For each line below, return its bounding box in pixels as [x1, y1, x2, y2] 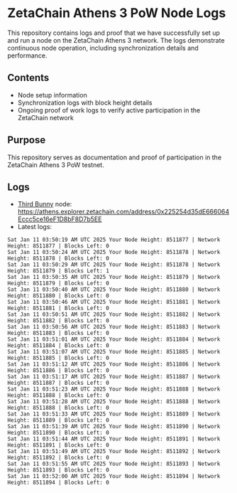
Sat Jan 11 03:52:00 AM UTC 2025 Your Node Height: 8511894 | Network [7, 473, 221, 480]
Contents [7, 72, 50, 84]
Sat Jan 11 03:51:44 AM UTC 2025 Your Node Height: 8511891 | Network [7, 435, 221, 442]
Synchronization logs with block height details [17, 98, 153, 107]
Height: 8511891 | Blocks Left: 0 [7, 442, 110, 449]
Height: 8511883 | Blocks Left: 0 [7, 329, 110, 337]
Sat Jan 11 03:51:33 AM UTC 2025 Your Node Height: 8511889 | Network [7, 410, 221, 418]
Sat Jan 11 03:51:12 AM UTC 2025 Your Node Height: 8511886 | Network [7, 361, 221, 368]
